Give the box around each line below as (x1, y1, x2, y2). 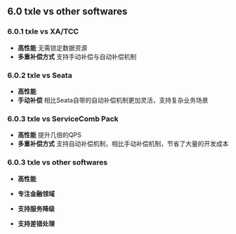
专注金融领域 (17, 189, 55, 197)
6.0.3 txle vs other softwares (7, 157, 108, 167)
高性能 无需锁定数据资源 (17, 44, 88, 52)
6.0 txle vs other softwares (7, 6, 128, 18)
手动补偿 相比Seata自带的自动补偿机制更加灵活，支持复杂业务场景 (17, 96, 209, 104)
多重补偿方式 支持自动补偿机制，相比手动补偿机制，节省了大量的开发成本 (17, 140, 229, 148)
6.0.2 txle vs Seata (7, 70, 72, 80)
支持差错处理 (17, 219, 55, 228)
